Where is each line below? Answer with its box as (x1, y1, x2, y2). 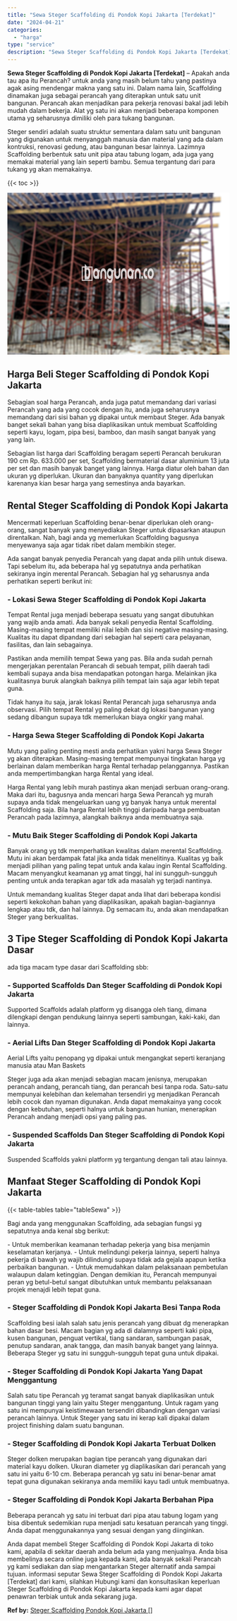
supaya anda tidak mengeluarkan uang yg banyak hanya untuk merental (7, 797, 217, 806)
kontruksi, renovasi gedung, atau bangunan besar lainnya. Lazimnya (7, 143, 206, 151)
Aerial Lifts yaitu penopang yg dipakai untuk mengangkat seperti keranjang (7, 1054, 226, 1062)
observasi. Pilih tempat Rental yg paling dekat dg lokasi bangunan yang (7, 706, 215, 714)
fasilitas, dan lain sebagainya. (7, 641, 93, 649)
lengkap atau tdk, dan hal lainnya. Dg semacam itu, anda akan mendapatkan (7, 905, 229, 914)
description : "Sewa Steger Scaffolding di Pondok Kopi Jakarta (7, 49, 197, 56)
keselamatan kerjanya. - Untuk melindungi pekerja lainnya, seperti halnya (7, 1248, 220, 1256)
